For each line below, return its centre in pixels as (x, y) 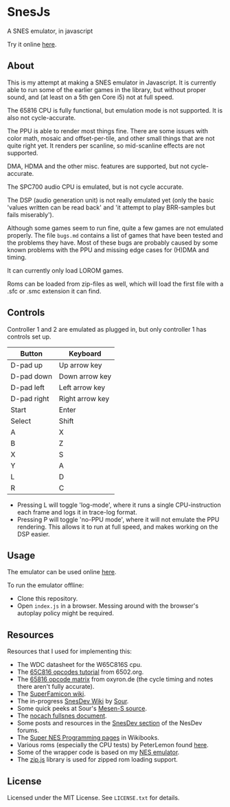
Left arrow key (82, 387)
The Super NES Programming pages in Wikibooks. (88, 738)
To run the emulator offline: (46, 585)
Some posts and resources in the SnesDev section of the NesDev (110, 723)
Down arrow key (85, 376)
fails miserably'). (31, 214)
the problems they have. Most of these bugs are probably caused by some (113, 242)
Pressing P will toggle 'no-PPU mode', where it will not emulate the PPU (118, 519)
